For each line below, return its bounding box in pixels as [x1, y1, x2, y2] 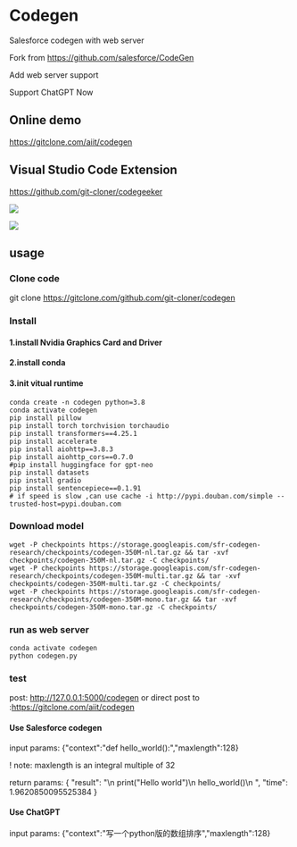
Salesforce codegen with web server [9, 35, 144, 46]
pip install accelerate [9, 437, 98, 446]
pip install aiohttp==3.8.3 [9, 444, 114, 454]
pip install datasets [9, 468, 90, 477]
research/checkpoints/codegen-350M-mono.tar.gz [9, 595, 190, 604]
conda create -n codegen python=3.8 [9, 398, 145, 407]
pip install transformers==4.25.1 [9, 429, 138, 438]
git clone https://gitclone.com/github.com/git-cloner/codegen [9, 292, 235, 304]
